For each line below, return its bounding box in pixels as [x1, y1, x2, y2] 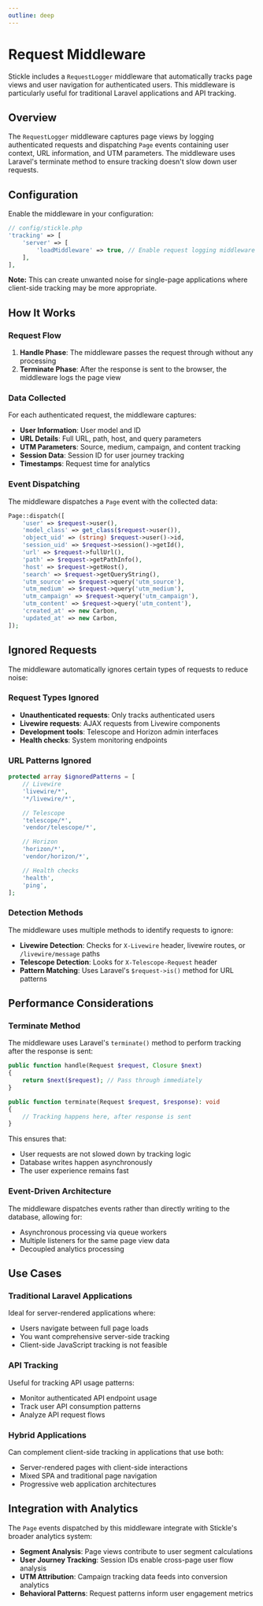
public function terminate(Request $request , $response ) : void [8, 1097, 220, 1106]
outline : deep [8, 11, 55, 20]
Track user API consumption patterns [19, 1401, 141, 1411]
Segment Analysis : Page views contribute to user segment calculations [19, 1546, 254, 1556]
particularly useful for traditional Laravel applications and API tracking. [8, 88, 236, 98]
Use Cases [8, 1267, 62, 1280]
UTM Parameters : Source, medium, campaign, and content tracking [19, 442, 241, 452]
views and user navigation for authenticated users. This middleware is [8, 80, 235, 89]
